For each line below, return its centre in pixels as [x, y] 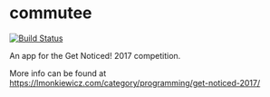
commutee [51, 13]
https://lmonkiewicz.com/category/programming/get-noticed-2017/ [135, 82]
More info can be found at [58, 73]
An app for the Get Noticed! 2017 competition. [95, 55]
